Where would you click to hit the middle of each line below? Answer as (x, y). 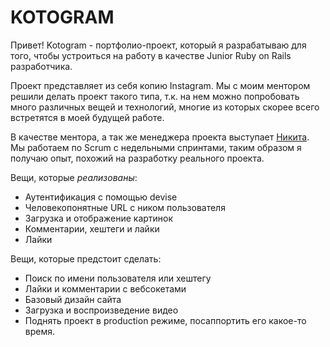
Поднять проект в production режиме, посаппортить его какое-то (165, 320)
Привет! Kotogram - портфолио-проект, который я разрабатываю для (158, 45)
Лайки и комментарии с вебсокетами (105, 288)
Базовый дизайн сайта (73, 299)
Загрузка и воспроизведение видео (101, 310)
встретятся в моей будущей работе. (87, 117)
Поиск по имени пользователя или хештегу (118, 278)
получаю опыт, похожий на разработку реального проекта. (137, 158)
